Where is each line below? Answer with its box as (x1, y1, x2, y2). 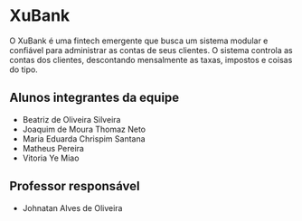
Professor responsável (9, 179, 140, 194)
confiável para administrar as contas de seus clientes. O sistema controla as (9, 44, 293, 55)
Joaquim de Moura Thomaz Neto (22, 124, 146, 134)
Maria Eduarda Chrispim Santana (22, 133, 146, 144)
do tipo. (9, 64, 38, 75)
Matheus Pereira (22, 143, 84, 153)
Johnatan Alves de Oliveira (22, 202, 123, 213)
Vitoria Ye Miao (22, 152, 80, 163)
